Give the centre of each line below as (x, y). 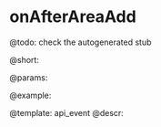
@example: (30, 95)
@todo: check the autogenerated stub (80, 42)
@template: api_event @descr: (67, 112)
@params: (29, 77)
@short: (24, 59)
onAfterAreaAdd (73, 17)
